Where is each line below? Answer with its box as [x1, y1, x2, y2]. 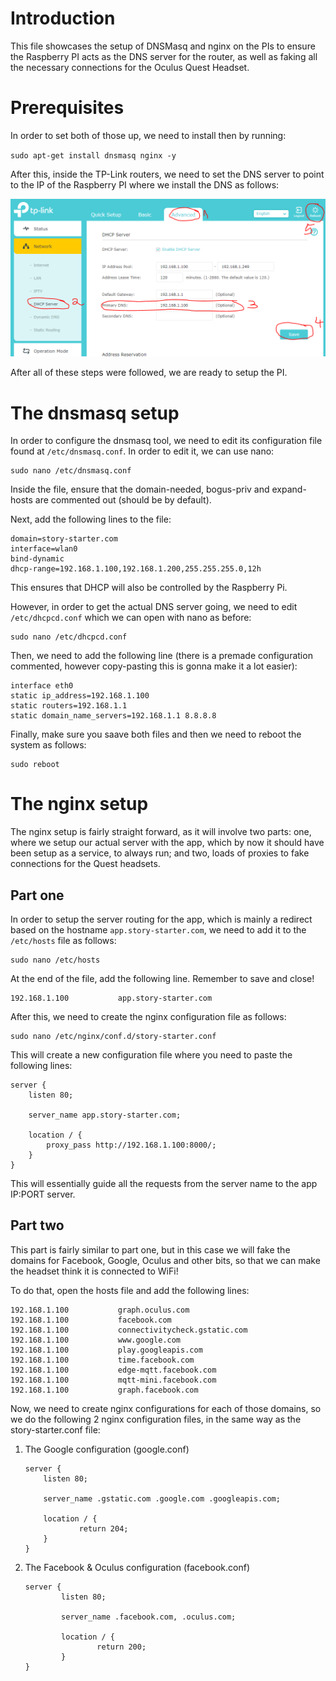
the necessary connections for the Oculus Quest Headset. [10, 61, 250, 73]
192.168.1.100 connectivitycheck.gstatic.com [10, 1325, 248, 1335]
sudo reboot [10, 760, 60, 770]
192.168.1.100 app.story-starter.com [10, 993, 213, 1004]
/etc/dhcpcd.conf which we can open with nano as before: [10, 612, 252, 624]
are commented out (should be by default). [34, 494, 212, 506]
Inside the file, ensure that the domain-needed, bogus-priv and [10, 483, 270, 496]
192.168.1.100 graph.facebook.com [10, 1385, 199, 1395]
